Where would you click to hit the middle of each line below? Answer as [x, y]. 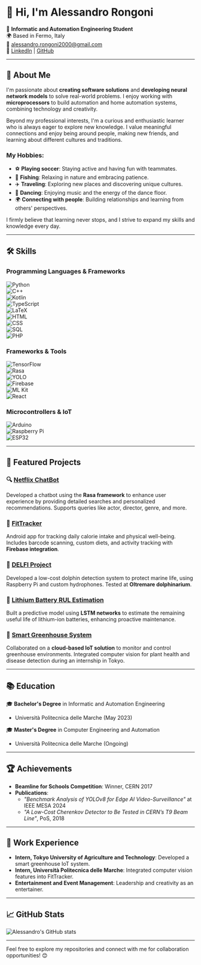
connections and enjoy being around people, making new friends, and [92, 133]
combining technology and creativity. [52, 109]
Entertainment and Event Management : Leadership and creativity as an [104, 883]
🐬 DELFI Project [29, 565]
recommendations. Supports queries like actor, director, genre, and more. [97, 508]
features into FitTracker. [44, 876]
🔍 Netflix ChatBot [33, 479]
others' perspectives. [41, 208]
